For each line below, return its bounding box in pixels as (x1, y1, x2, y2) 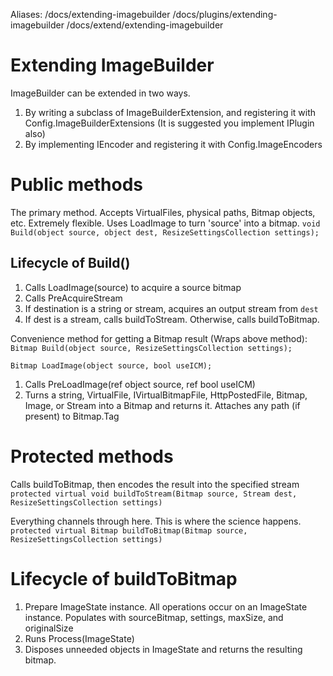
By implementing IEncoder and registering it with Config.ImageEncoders (24, 138, 323, 150)
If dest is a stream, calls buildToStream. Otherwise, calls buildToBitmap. (24, 313, 320, 325)
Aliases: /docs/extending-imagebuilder (10, 9, 171, 20)
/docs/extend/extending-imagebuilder (66, 19, 224, 31)
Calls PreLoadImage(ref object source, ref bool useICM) (24, 378, 256, 390)
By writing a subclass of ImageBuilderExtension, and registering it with (24, 106, 317, 118)
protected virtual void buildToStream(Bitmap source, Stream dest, (10, 489, 298, 499)
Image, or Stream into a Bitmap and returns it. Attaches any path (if (24, 399, 301, 411)
